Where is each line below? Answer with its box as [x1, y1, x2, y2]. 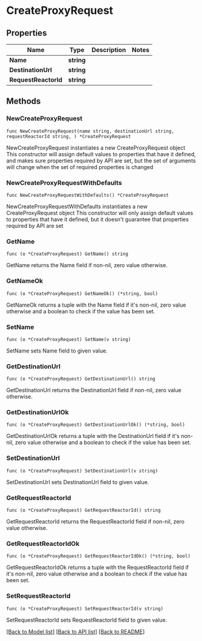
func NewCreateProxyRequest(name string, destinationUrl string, [6, 128, 174, 134]
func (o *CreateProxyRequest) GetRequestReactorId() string [6, 507, 161, 514]
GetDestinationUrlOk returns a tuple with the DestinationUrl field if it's [6, 433, 180, 440]
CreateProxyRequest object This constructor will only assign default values [6, 209, 194, 216]
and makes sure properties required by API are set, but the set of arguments [6, 157, 196, 164]
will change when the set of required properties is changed [6, 163, 154, 170]
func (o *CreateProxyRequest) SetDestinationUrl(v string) [6, 468, 158, 474]
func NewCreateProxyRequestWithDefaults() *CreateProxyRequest [6, 192, 169, 198]
